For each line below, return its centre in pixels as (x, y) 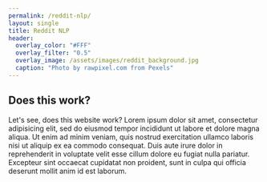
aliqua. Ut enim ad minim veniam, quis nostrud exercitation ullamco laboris (131, 136)
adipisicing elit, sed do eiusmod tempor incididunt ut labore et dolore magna (134, 128)
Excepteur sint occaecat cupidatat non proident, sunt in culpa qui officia (127, 162)
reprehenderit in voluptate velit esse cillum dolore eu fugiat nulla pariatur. (129, 154)
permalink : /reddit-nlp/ (50, 16)
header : (21, 38)
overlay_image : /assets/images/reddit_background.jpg (107, 61)
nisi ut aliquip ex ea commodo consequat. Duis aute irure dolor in (115, 145)
